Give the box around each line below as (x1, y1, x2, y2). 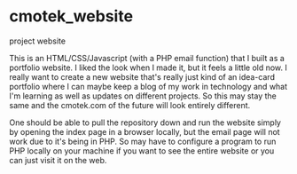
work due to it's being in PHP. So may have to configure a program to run (9, 136, 277, 146)
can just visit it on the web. (9, 154, 107, 165)
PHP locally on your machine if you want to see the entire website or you (9, 145, 275, 156)
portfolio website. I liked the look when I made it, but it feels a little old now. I (9, 62, 288, 73)
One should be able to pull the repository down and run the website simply (9, 117, 282, 128)
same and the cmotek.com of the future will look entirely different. (9, 99, 251, 110)
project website (9, 36, 66, 46)
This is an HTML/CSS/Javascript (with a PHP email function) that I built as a (9, 52, 285, 63)
